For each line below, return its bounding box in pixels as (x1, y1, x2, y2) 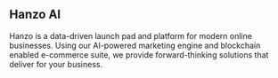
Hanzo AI (9, 7, 61, 22)
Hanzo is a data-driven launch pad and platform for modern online (9, 30, 252, 41)
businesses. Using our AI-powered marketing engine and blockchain (9, 40, 261, 51)
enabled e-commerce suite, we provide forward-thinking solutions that (9, 49, 269, 60)
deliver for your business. (9, 58, 103, 69)
